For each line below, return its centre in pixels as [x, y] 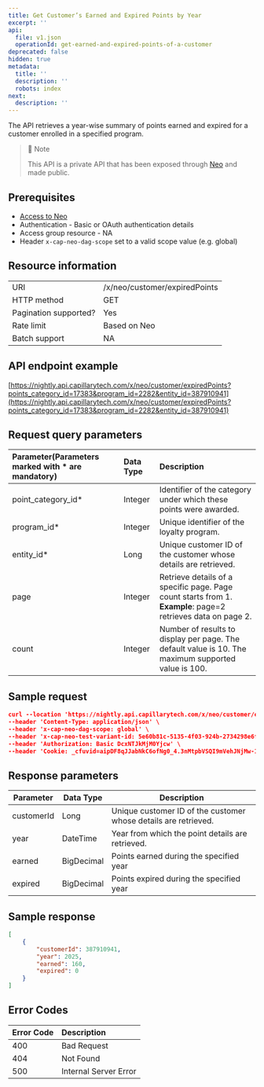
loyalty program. [189, 532]
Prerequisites [42, 197]
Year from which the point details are [179, 834]
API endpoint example [63, 366]
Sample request [48, 696]
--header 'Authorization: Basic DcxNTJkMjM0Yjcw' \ [94, 744]
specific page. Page [196, 587]
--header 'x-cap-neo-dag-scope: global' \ [79, 729]
